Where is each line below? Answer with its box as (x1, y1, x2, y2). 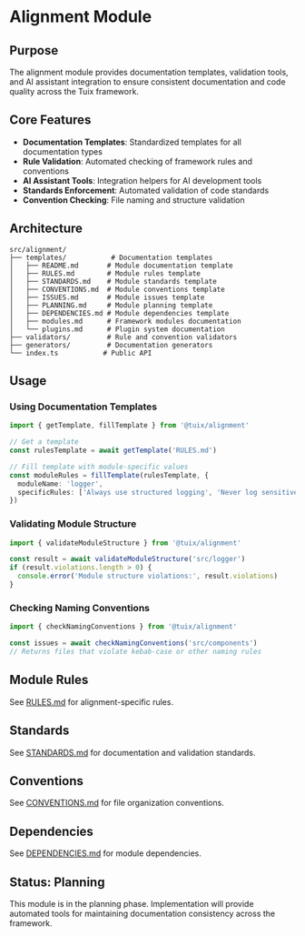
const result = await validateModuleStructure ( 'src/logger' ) (9, 555, 246, 564)
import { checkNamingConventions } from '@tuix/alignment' (9, 622, 238, 631)
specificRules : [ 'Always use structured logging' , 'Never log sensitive (17, 488, 299, 497)
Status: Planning (9, 874, 105, 890)
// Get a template (9, 438, 79, 447)
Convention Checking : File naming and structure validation (22, 194, 245, 206)
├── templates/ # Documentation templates (9, 253, 213, 262)
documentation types (22, 146, 103, 156)
